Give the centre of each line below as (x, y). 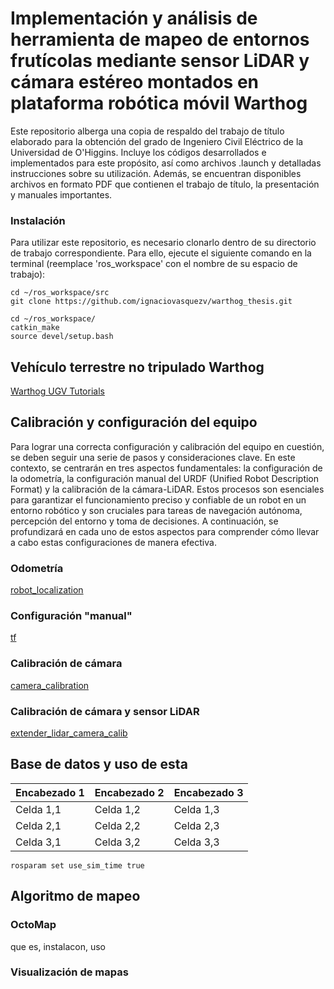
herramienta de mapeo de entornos (160, 39)
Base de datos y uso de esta (99, 764)
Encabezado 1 (50, 792)
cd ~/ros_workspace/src (60, 293)
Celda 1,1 (38, 809)
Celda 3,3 (196, 842)
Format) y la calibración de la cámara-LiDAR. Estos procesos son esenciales (167, 489)
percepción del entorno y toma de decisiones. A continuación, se (144, 521)
